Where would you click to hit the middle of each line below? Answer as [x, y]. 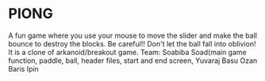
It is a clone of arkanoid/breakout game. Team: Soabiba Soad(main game [128, 52]
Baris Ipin [24, 68]
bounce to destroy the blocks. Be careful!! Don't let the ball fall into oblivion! [132, 43]
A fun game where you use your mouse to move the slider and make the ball [133, 35]
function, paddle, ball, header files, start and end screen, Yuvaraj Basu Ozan [133, 61]
